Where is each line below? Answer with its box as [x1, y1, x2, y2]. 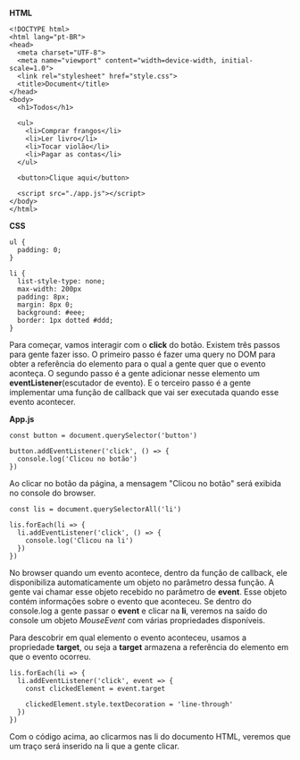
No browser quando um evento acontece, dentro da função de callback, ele [9, 568, 287, 578]
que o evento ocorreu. [9, 652, 91, 662]
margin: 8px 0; [17, 300, 74, 309]
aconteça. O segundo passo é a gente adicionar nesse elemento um [9, 368, 261, 378]
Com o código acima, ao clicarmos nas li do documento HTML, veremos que [9, 731, 291, 741]
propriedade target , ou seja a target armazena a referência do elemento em [9, 642, 289, 652]
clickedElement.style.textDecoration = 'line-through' [25, 700, 234, 709]
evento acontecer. [9, 397, 76, 407]
